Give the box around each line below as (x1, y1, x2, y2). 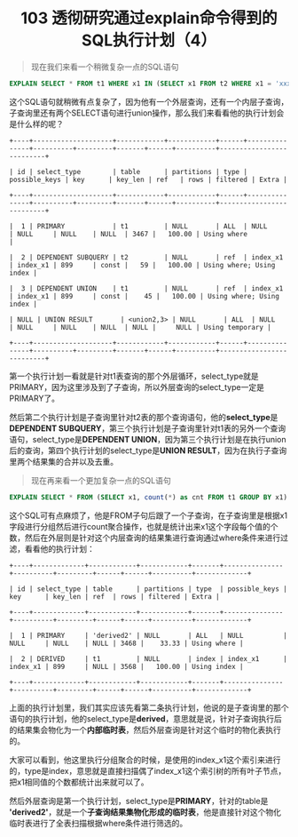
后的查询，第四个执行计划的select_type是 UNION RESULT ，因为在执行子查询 (9, 445, 287, 456)
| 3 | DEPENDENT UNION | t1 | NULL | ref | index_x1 (9, 283, 284, 293)
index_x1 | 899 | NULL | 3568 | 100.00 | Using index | (9, 662, 244, 671)
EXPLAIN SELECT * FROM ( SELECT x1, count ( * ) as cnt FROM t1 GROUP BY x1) (9, 492, 288, 502)
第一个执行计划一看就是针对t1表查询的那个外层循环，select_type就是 (9, 371, 259, 381)
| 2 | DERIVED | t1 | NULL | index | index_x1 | (9, 654, 288, 663)
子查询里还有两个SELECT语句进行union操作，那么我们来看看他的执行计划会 (9, 108, 285, 118)
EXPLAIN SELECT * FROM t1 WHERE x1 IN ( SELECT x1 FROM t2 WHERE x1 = (9, 79, 272, 88)
